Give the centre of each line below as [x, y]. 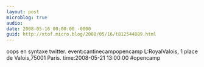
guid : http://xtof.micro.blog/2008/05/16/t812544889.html [81, 34]
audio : [15, 23]
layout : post [23, 12]
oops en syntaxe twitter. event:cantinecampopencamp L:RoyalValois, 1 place [102, 51]
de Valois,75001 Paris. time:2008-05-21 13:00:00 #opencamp [83, 58]
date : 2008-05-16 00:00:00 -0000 [49, 29]
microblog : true [27, 18]
